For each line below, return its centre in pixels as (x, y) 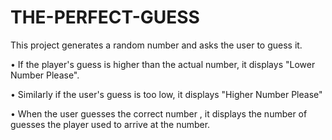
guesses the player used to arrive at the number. (110, 124)
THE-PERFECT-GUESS (105, 17)
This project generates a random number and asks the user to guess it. (156, 45)
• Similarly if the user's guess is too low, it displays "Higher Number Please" (166, 94)
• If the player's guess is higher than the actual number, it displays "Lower (163, 64)
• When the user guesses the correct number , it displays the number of (159, 113)
